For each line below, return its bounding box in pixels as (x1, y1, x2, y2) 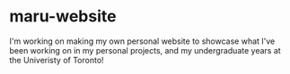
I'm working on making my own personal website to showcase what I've (9, 36, 276, 46)
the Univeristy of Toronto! (9, 54, 105, 65)
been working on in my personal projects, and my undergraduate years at (9, 45, 281, 55)
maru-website (9, 6, 117, 27)
